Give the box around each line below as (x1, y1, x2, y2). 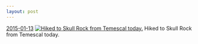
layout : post (6, 8, 39, 15)
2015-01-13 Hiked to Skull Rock (6, 25, 192, 32)
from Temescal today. (6, 31, 60, 38)
